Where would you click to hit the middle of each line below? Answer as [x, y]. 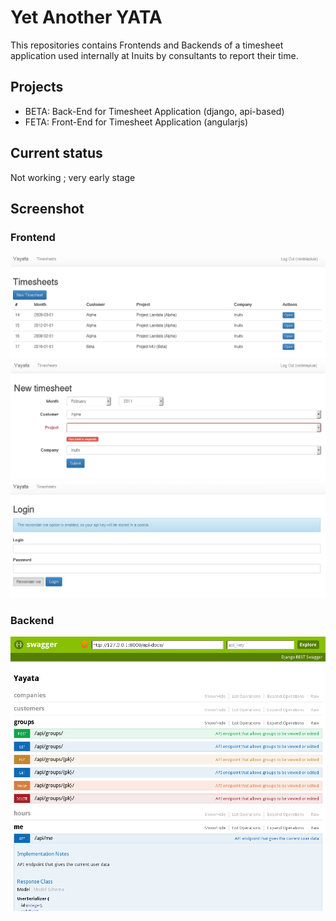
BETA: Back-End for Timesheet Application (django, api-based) [154, 111]
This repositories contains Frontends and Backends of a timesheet [147, 45]
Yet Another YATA [86, 17]
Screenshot [47, 208]
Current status [56, 153]
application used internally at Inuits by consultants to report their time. [154, 55]
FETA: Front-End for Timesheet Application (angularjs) [136, 122]
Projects [37, 87]
